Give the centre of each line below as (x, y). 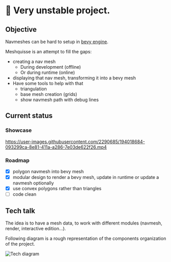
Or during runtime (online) (47, 72)
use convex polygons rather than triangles (57, 189)
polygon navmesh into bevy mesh (48, 171)
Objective (21, 29)
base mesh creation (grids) (49, 94)
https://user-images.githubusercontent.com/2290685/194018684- (75, 142)
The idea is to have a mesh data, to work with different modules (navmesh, (84, 223)
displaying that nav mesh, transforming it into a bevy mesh (74, 78)
